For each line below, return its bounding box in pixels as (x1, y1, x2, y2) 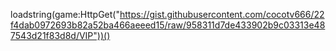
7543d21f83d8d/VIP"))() (10, 30, 111, 41)
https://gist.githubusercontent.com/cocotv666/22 (119, 9, 325, 20)
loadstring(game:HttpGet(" (10, 9, 120, 20)
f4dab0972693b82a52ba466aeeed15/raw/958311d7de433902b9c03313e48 (10, 19, 326, 31)
